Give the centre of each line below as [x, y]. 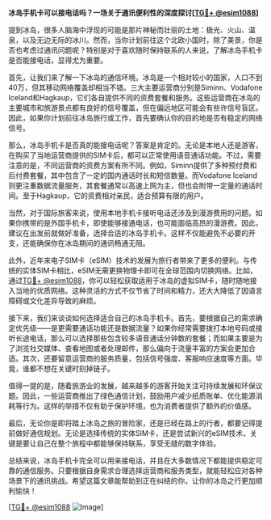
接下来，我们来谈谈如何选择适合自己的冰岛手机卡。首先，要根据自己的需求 [132, 318]
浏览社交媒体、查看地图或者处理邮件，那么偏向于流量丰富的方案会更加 [131, 348]
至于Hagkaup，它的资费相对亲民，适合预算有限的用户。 [115, 196]
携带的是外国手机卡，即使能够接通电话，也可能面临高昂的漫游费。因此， [142, 223]
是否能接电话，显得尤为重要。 [58, 60]
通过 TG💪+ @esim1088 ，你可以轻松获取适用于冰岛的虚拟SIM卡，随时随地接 [133, 281]
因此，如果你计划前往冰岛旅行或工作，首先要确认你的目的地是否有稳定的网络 [135, 118]
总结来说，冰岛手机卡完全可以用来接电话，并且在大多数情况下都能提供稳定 [132, 461]
